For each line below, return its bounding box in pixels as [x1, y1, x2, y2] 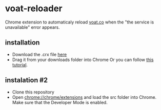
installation [5, 39, 40, 47]
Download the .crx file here [12, 51, 67, 57]
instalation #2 [5, 76, 48, 85]
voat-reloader [5, 3, 62, 14]
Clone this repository [12, 89, 55, 95]
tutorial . [12, 62, 28, 67]
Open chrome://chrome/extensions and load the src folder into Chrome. [12, 94, 157, 100]
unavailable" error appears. [5, 24, 60, 30]
